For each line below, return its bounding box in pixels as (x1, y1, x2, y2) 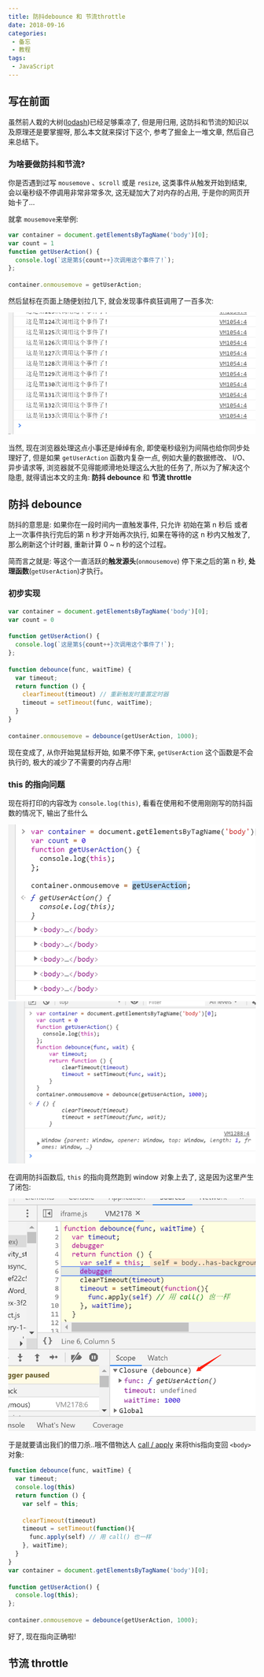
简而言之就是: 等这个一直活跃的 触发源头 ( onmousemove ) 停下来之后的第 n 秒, (8, 557, 247, 566)
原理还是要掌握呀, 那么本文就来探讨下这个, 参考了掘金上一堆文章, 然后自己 (14, 127, 254, 136)
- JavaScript (11, 63, 55, 71)
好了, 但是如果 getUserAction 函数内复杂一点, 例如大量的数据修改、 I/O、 (14, 453, 250, 462)
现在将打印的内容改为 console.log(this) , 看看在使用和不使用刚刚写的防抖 (8, 798, 246, 807)
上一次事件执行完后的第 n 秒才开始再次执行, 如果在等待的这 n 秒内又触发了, (8, 530, 251, 539)
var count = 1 (8, 239, 55, 248)
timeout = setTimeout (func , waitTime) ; (22, 699, 153, 707)
